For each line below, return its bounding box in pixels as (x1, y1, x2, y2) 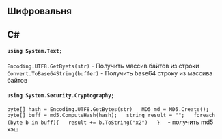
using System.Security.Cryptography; (7, 92, 115, 99)
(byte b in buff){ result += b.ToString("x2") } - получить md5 (7, 118, 214, 126)
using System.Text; (7, 48, 63, 55)
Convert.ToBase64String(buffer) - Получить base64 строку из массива (7, 68, 213, 77)
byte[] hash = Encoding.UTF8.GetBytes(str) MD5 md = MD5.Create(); (7, 106, 210, 113)
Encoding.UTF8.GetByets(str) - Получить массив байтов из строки (7, 62, 199, 70)
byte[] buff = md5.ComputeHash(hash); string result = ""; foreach (7, 112, 215, 119)
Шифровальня (7, 5, 72, 17)
